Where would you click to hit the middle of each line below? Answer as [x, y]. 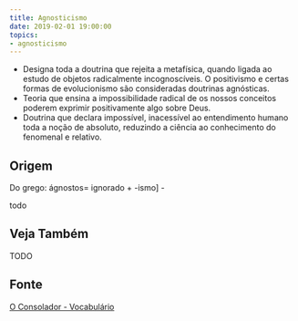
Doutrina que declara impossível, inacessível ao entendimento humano [155, 118]
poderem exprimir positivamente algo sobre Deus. [117, 108]
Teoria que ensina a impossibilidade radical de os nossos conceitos [149, 98]
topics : [24, 35]
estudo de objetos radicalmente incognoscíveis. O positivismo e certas [156, 79]
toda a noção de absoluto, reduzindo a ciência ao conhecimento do [149, 128]
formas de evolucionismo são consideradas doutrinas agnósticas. [146, 88]
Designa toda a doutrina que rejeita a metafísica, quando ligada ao [147, 69]
